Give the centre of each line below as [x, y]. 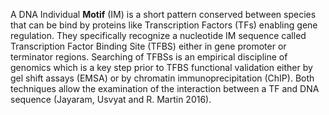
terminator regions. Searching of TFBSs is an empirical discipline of [149, 57]
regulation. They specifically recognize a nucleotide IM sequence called [158, 35]
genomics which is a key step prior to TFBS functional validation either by [161, 67]
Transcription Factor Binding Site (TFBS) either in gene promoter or [148, 46]
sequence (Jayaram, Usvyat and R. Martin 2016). [111, 99]
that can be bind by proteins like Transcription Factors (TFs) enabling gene [164, 25]
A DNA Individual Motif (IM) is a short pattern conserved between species [163, 14]
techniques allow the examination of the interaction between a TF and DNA [165, 88]
